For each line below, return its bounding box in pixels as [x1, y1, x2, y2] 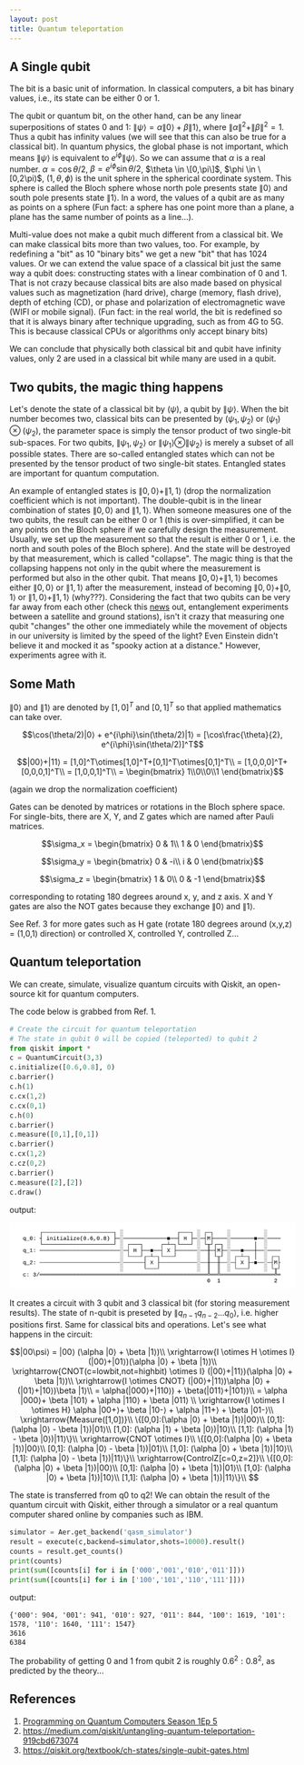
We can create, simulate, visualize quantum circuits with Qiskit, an [9, 978, 257, 989]
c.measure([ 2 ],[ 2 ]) [9, 1178, 83, 1187]
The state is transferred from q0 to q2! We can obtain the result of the [9, 1489, 270, 1500]
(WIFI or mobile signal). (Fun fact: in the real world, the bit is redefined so [9, 306, 283, 317]
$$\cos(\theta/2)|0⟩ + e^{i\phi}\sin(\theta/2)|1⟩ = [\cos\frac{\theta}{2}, [22, 728, 283, 740]
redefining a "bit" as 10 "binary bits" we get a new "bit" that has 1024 [9, 248, 268, 259]
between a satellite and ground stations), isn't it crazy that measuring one [9, 611, 285, 622]
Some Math [9, 676, 75, 691]
